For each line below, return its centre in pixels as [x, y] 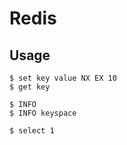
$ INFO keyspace [43, 113]
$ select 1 [32, 131]
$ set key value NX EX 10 [63, 78]
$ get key [30, 87]
